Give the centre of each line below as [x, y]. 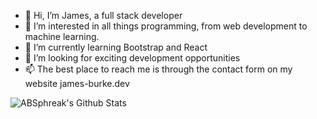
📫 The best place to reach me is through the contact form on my [158, 69]
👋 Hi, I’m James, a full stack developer [103, 15]
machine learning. [62, 36]
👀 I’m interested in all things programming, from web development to [166, 26]
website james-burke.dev [77, 83]
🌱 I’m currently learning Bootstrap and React [116, 47]
